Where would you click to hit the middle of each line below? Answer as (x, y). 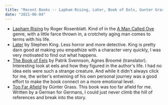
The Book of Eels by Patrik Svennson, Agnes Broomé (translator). (80, 60)
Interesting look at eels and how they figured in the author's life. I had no (87, 66)
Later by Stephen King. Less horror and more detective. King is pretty (84, 44)
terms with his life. (31, 39)
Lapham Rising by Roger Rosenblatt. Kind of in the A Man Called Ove (83, 28)
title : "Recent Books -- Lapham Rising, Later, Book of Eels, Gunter (79, 10)
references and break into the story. (49, 97)
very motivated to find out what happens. (55, 55)
